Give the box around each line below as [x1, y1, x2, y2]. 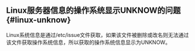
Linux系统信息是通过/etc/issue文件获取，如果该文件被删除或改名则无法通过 [6, 31, 189, 38]
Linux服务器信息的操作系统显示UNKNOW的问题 [6, 5, 181, 16]
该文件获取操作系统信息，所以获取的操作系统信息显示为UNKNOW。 [6, 39, 171, 46]
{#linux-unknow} [6, 15, 71, 25]
